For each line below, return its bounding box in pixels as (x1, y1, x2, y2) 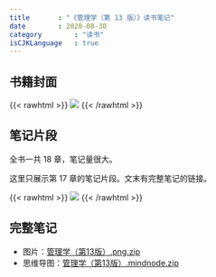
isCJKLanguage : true (9, 38, 99, 48)
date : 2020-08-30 (9, 22, 107, 31)
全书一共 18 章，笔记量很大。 (9, 153, 117, 164)
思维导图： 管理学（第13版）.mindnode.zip (22, 257, 179, 268)
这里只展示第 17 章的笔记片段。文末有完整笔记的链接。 (9, 172, 212, 183)
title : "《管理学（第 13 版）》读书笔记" (9, 13, 174, 23)
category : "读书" (9, 30, 104, 39)
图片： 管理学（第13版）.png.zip (22, 245, 141, 257)
